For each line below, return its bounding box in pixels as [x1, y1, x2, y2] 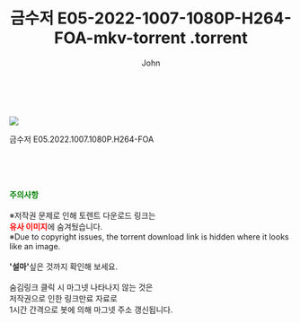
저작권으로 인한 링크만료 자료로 [9, 292, 119, 303]
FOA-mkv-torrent [53, 28, 187, 48]
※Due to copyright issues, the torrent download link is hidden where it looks [9, 231, 289, 242]
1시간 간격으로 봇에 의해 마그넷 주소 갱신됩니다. [9, 304, 173, 315]
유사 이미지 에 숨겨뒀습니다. [9, 221, 103, 231]
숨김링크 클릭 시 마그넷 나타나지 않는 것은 [9, 282, 154, 292]
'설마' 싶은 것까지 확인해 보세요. [9, 261, 119, 272]
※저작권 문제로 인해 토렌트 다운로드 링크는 [9, 210, 156, 221]
